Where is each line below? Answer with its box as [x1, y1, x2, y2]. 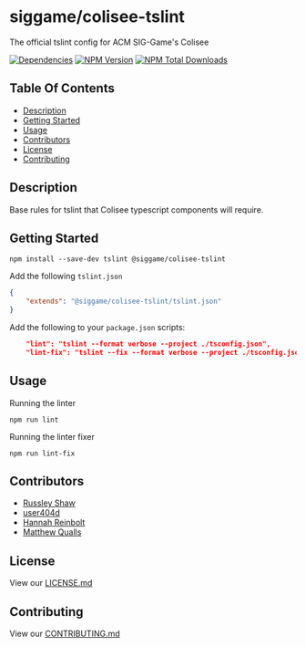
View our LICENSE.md [9, 578, 93, 589]
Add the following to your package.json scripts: [9, 322, 186, 332]
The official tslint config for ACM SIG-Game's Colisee [9, 37, 209, 47]
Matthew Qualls [22, 527, 82, 537]
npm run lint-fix [9, 449, 76, 458]
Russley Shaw [22, 497, 76, 508]
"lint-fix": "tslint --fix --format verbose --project [25, 348, 239, 357]
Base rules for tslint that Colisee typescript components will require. [9, 203, 264, 215]
